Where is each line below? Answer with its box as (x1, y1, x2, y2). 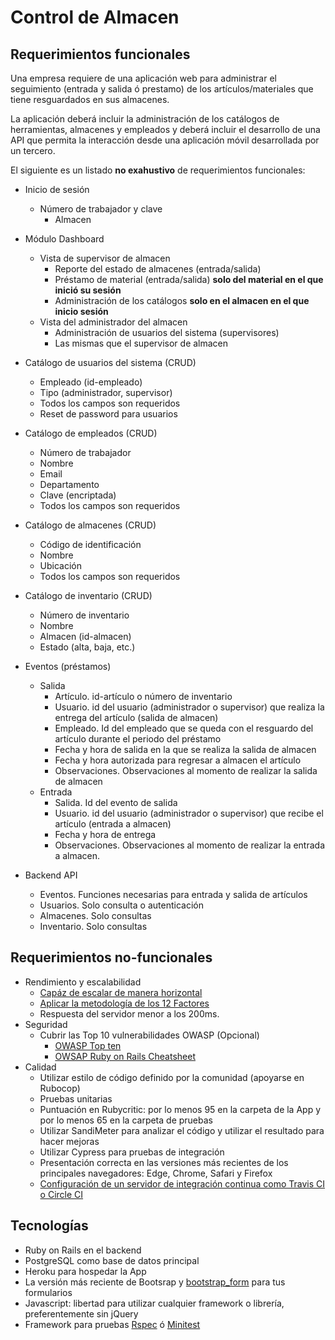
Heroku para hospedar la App (24, 1265, 147, 1277)
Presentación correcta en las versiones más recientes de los (39, 1156, 289, 1168)
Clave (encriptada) (39, 489, 117, 501)
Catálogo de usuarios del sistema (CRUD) (24, 357, 197, 368)
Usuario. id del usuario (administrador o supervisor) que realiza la (54, 701, 325, 713)
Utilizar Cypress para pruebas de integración (39, 1146, 225, 1158)
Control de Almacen (10, 6, 180, 29)
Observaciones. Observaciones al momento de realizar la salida (54, 765, 318, 776)
